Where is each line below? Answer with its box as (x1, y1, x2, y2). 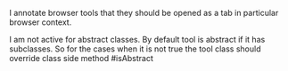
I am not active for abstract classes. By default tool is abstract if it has (9, 35, 266, 44)
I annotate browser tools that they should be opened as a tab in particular (9, 8, 279, 18)
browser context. (9, 17, 72, 28)
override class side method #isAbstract (9, 53, 154, 63)
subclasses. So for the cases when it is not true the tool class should (9, 43, 261, 54)
